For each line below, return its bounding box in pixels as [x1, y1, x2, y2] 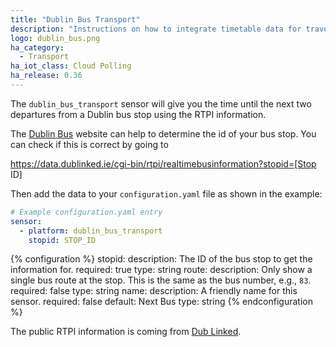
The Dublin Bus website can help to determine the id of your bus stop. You [10, 127, 317, 140]
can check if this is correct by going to [10, 138, 169, 150]
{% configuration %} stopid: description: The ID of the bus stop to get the [10, 253, 313, 265]
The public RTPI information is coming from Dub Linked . [10, 326, 242, 338]
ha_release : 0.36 [10, 71, 83, 81]
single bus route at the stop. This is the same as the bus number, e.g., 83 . [10, 274, 312, 286]
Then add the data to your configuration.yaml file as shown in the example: [10, 187, 323, 200]
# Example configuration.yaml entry [10, 207, 163, 217]
